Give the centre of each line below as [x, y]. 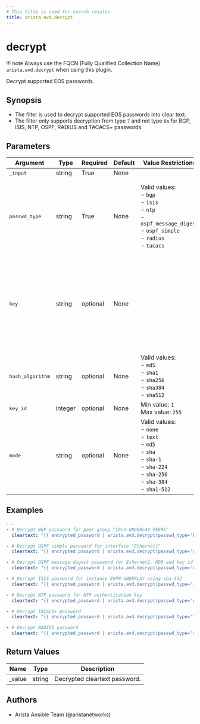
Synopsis [24, 100]
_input [18, 173]
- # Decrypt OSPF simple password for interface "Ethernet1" [84, 546]
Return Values [33, 652]
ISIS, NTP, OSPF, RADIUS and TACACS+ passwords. [79, 127]
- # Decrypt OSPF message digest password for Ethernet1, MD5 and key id [100, 563]
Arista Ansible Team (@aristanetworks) [63, 714]
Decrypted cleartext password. [98, 679]
